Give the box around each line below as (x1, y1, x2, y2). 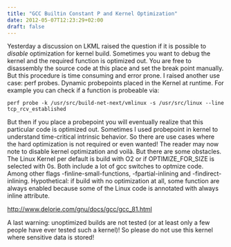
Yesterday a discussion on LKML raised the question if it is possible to (7, 42, 206, 51)
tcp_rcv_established (7, 105, 67, 113)
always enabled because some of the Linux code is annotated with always (7, 185, 219, 193)
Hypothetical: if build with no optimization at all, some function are (30, 177, 220, 185)
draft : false (7, 23, 45, 30)
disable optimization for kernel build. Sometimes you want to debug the (7, 49, 211, 58)
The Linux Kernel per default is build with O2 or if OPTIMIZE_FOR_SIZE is (7, 155, 214, 163)
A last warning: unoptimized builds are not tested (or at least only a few (7, 219, 210, 227)
